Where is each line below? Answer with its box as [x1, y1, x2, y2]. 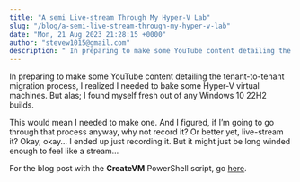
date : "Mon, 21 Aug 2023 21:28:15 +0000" [9, 30, 167, 39]
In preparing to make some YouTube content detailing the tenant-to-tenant [9, 71, 285, 82]
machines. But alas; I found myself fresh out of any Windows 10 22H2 [9, 91, 267, 101]
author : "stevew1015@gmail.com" [9, 38, 130, 48]
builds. [9, 100, 34, 110]
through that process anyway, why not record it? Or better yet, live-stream [9, 126, 285, 137]
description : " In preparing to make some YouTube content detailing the [9, 47, 292, 56]
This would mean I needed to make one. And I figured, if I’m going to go [9, 117, 275, 128]
